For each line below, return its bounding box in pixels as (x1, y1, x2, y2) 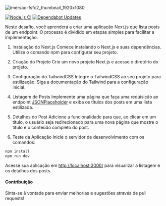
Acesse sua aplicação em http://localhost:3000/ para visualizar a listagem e (5, 162, 160, 168)
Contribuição (5, 179, 33, 185)
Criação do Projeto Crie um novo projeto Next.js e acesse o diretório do (12, 59, 159, 64)
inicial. (12, 84, 26, 90)
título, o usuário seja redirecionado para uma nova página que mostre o (12, 119, 159, 125)
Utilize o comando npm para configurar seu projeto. (12, 50, 118, 55)
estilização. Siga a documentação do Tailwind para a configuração (12, 79, 149, 85)
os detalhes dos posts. (5, 167, 52, 173)
